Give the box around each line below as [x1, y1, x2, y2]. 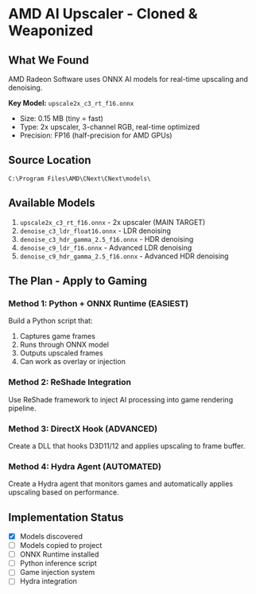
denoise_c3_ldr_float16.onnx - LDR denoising [19, 226, 171, 235]
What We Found [8, 53, 89, 67]
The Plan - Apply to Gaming [8, 274, 148, 288]
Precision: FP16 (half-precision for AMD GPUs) [19, 130, 173, 140]
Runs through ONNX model [19, 340, 110, 350]
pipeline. [8, 403, 37, 413]
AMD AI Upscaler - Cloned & [8, 5, 198, 23]
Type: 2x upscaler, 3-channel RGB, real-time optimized [19, 122, 200, 131]
